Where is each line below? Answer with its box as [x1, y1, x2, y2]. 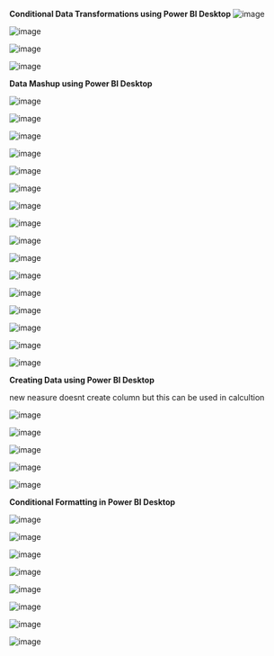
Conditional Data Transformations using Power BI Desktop [9, 9, 232, 19]
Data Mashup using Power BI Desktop [9, 78, 153, 89]
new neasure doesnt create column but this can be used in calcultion [9, 392, 265, 402]
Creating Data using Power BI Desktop [9, 374, 155, 385]
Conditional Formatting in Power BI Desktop [9, 497, 176, 508]
